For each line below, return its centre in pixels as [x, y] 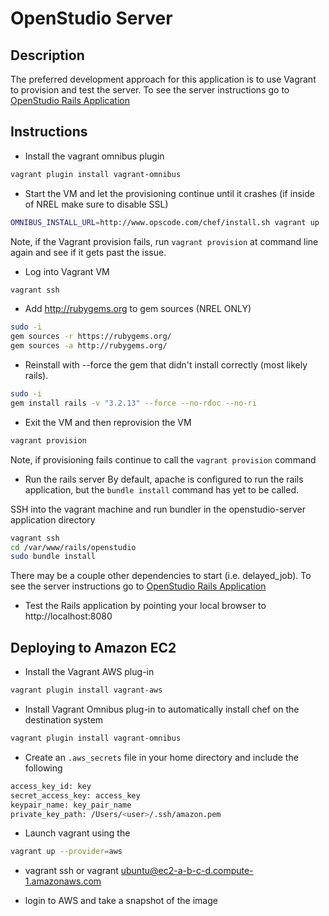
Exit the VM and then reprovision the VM [108, 422]
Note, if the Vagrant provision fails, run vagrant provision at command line [164, 241]
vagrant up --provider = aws [66, 852]
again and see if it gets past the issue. [88, 252]
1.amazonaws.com [63, 881]
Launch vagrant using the [77, 833]
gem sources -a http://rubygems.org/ [89, 346]
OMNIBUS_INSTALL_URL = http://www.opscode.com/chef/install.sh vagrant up [165, 222]
